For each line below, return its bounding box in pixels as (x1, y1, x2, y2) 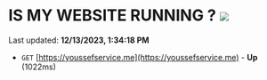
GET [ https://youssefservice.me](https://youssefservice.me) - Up (20, 52, 258, 62)
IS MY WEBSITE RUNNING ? (8, 5, 217, 26)
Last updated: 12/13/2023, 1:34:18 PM (8, 35, 150, 45)
